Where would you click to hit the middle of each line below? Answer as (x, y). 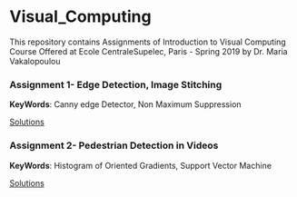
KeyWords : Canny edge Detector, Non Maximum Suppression (126, 104)
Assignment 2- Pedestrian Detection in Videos (114, 145)
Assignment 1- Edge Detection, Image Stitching (116, 84)
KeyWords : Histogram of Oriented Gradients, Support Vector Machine (141, 165)
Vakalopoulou (35, 61)
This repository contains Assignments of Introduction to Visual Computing (148, 42)
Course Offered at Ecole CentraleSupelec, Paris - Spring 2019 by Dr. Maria (148, 51)
